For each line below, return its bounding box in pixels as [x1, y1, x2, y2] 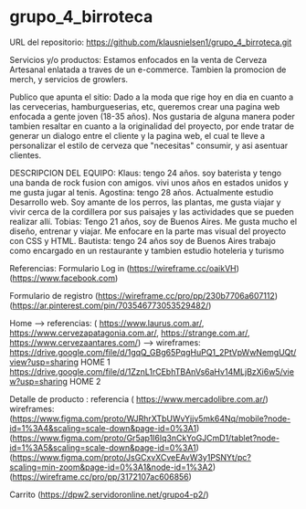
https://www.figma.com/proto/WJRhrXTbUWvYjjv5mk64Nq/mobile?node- [12, 413, 291, 424]
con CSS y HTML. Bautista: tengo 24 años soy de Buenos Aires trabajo [9, 235, 276, 246]
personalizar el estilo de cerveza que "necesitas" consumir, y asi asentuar [9, 140, 289, 151]
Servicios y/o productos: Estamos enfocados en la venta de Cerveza [9, 54, 268, 65]
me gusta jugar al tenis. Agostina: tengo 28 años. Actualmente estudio [9, 186, 274, 197]
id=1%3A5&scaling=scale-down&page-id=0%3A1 [9, 441, 196, 453]
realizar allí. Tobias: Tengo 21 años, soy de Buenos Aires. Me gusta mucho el [9, 216, 298, 227]
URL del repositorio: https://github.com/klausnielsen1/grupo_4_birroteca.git [9, 37, 292, 48]
